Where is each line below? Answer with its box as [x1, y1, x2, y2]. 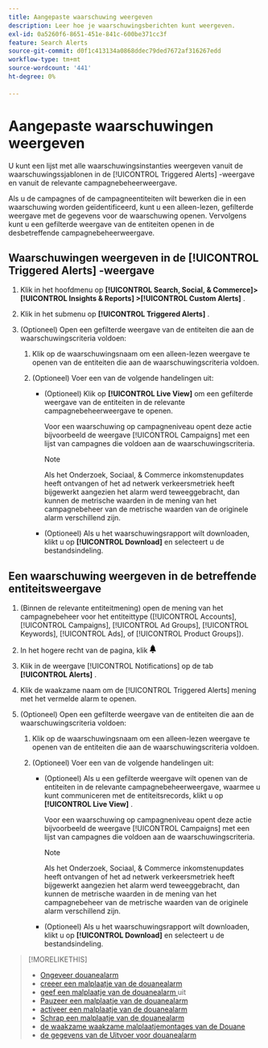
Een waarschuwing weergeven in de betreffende [8, 569, 258, 582]
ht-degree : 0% [8, 73, 56, 81]
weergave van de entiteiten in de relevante [43, 398, 185, 407]
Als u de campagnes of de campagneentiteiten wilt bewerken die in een [8, 194, 246, 203]
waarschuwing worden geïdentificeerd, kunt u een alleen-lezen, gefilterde [8, 202, 254, 211]
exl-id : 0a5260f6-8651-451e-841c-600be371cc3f [8, 30, 167, 38]
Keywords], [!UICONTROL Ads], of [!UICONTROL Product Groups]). [19, 629, 244, 639]
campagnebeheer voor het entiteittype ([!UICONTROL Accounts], [19, 612, 237, 621]
